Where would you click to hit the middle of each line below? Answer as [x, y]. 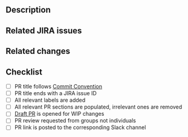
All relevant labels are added [50, 100]
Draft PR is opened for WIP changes [59, 114]
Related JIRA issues [44, 31]
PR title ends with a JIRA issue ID [56, 93]
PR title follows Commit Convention [58, 86]
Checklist [24, 72]
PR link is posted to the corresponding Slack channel [80, 127]
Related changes [38, 51]
